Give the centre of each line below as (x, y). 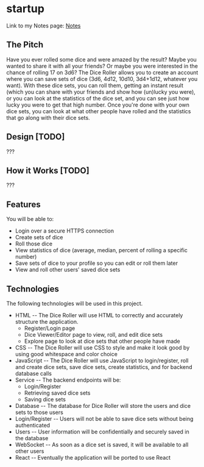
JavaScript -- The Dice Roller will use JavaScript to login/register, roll (102, 360)
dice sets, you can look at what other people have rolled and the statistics (99, 111)
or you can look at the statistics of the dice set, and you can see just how (98, 98)
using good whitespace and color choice (66, 354)
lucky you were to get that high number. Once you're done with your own (98, 105)
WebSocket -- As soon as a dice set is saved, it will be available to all (102, 444)
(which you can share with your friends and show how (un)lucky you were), (101, 92)
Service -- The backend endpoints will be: (68, 380)
